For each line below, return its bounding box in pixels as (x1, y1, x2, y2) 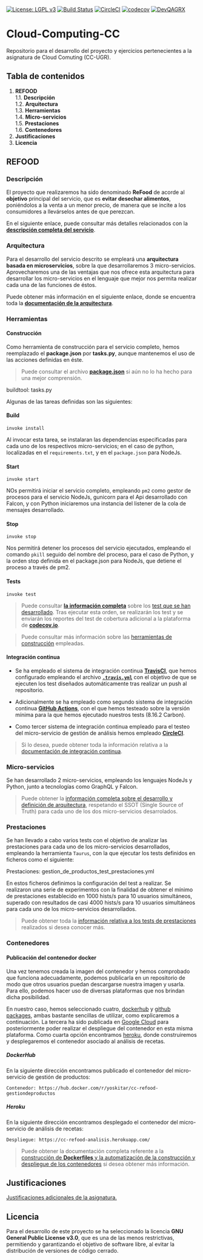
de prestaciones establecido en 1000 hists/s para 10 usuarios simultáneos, (6, 893, 193, 900)
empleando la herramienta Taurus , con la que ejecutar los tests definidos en (6, 850, 196, 857)
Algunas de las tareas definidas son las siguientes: (6, 398, 133, 405)
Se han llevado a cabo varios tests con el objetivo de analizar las (6, 837, 168, 844)
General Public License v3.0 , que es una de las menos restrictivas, (6, 1234, 175, 1242)
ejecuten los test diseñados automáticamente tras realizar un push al (15, 680, 187, 687)
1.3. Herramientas (15, 106, 61, 114)
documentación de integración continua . (21, 747, 122, 755)
